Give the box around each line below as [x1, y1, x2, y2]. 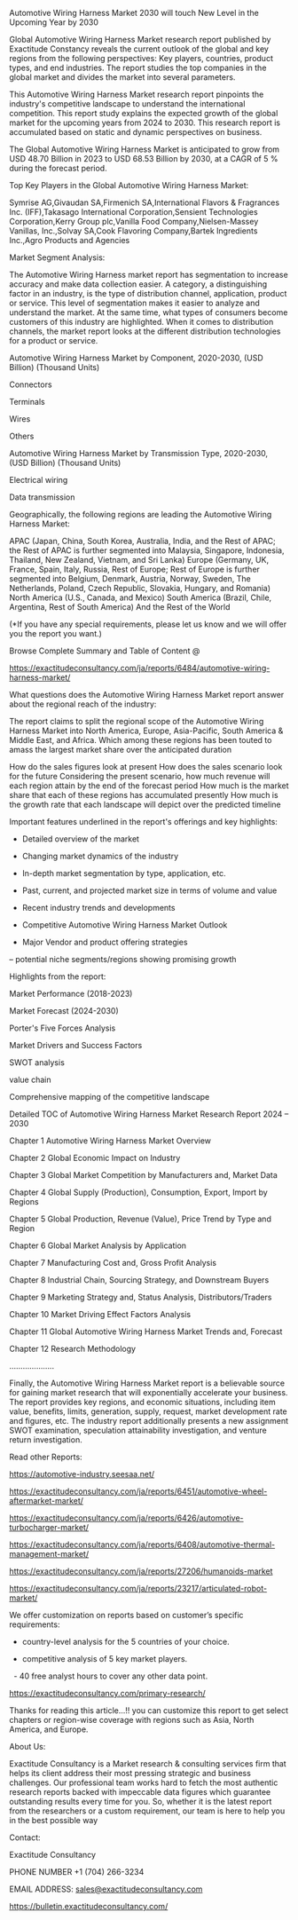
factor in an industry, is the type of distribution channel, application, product [9, 288, 287, 298]
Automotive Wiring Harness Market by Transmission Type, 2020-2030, [9, 448, 269, 458]
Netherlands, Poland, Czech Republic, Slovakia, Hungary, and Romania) [9, 583, 271, 593]
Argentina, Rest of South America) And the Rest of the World [9, 602, 231, 612]
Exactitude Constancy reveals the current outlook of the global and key [9, 43, 269, 54]
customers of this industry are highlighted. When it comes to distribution [9, 317, 274, 327]
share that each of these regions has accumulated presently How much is [9, 790, 278, 800]
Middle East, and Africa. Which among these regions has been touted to [9, 735, 272, 745]
